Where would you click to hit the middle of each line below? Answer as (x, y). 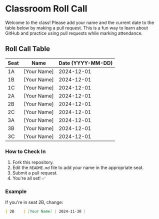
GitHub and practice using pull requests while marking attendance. (74, 33)
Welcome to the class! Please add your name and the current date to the (80, 22)
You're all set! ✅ (29, 178)
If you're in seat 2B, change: (34, 202)
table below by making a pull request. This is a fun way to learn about (77, 27)
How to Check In (25, 151)
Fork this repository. (33, 162)
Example (16, 191)
